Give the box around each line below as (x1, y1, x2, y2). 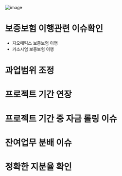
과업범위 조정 (5, 65, 54, 76)
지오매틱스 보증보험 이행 (12, 40, 58, 46)
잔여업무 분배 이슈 (5, 137, 72, 148)
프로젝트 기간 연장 (5, 89, 72, 100)
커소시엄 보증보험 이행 (12, 46, 54, 52)
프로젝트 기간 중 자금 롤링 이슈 (5, 113, 118, 124)
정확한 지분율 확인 (5, 161, 72, 172)
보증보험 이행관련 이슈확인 (5, 23, 104, 34)
